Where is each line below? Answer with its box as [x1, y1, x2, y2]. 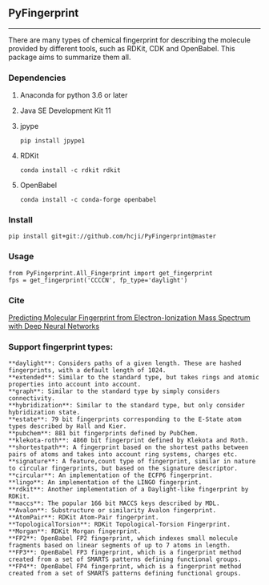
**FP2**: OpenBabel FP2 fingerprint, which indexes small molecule [8, 535, 239, 543]
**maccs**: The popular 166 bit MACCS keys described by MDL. [8, 499, 220, 507]
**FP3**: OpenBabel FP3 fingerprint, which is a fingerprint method [8, 548, 242, 557]
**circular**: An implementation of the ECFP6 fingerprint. [8, 471, 214, 479]
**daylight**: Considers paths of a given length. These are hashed [8, 359, 242, 367]
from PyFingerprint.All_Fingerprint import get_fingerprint [8, 269, 214, 277]
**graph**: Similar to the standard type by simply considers [8, 387, 220, 395]
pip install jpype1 [19, 137, 86, 145]
